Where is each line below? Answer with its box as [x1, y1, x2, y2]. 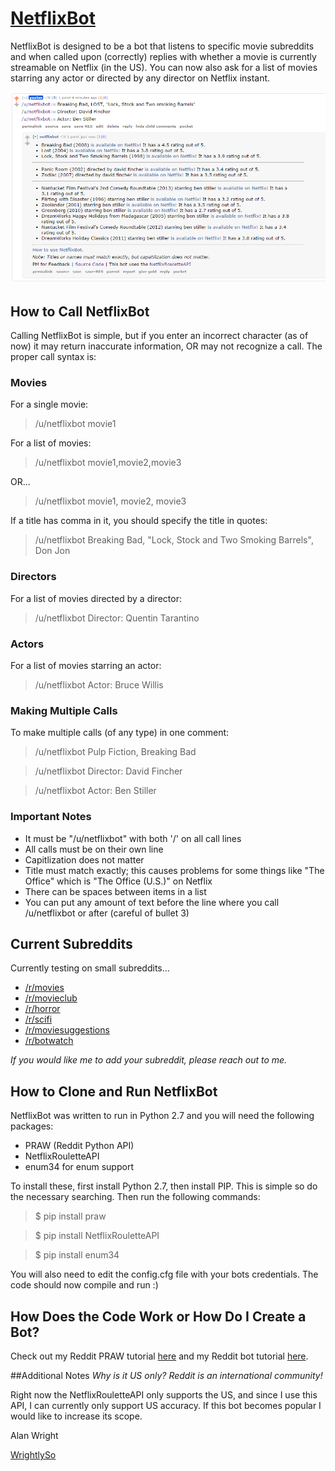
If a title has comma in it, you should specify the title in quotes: [10, 515, 268, 527]
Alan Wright [10, 1429, 59, 1441]
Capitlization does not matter [24, 853, 145, 866]
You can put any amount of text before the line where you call [24, 896, 280, 908]
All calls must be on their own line [24, 843, 164, 855]
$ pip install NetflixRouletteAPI [34, 1230, 160, 1242]
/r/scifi [24, 1013, 53, 1026]
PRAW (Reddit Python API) [24, 1140, 135, 1152]
